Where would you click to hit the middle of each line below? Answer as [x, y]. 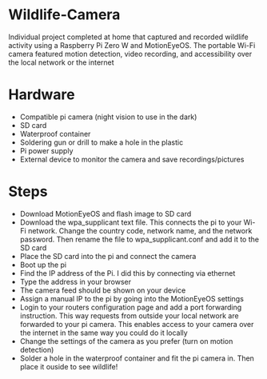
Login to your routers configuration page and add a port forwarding [131, 307]
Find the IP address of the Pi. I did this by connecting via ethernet [128, 273]
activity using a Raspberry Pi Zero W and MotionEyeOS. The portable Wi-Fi [132, 45]
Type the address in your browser [76, 281]
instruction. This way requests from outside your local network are [129, 315]
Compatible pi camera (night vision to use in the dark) [108, 117]
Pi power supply [46, 150]
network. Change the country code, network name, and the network [140, 230]
